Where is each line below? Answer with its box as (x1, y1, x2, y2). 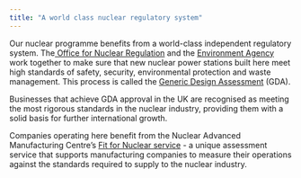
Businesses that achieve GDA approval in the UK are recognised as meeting (9, 93, 289, 104)
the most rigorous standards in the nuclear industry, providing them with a (9, 102, 284, 113)
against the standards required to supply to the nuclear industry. (9, 158, 247, 169)
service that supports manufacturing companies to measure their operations (9, 149, 292, 160)
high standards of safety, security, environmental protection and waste (9, 67, 271, 77)
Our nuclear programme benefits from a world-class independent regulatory (9, 38, 292, 49)
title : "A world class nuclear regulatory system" (9, 13, 203, 22)
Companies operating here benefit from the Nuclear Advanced (9, 129, 241, 140)
